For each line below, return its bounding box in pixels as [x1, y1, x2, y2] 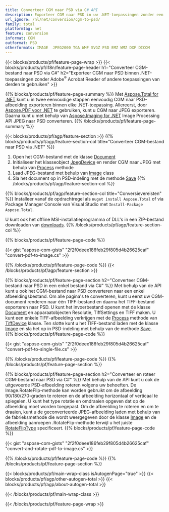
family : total [5, 21, 35, 27]
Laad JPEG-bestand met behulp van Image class [12, 170, 115, 176]
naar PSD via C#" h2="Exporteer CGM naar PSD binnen [23, 69, 139, 76]
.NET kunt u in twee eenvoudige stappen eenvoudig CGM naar [5, 97, 135, 103]
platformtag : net [5, 26, 42, 31]
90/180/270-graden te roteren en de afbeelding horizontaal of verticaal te [5, 393, 158, 399]
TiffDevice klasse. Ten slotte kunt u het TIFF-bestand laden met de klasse [5, 320, 158, 327]
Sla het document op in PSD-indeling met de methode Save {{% [12, 175, 146, 181]
